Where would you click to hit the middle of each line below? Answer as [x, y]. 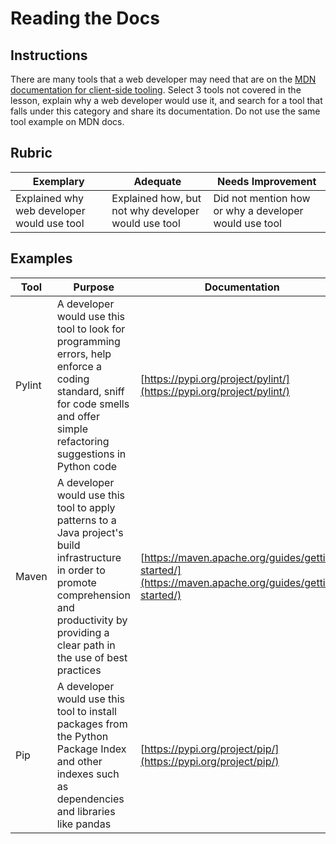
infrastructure [89, 557]
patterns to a [86, 520]
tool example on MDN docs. [67, 121]
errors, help [84, 354]
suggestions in [91, 454]
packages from [92, 724]
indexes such [88, 774]
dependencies [90, 799]
